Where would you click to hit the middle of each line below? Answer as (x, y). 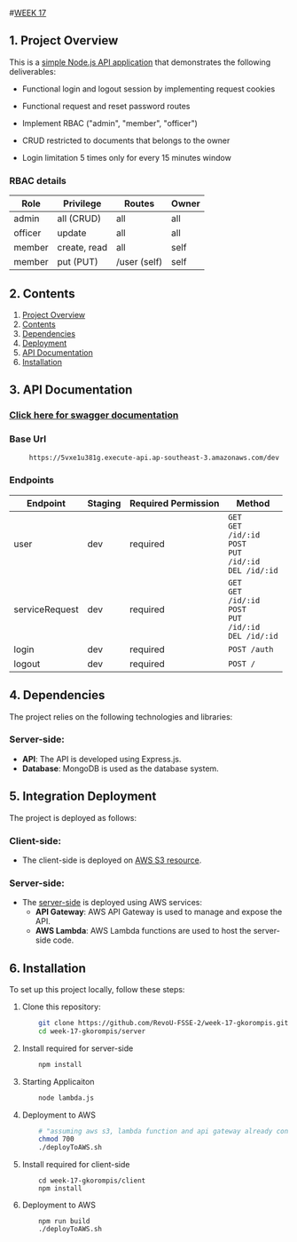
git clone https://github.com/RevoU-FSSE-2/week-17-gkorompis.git (164, 1023)
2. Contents (42, 294)
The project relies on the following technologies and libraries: (121, 717)
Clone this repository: (61, 1007)
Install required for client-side (76, 1165)
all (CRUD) (79, 219)
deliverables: (32, 71)
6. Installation (47, 968)
